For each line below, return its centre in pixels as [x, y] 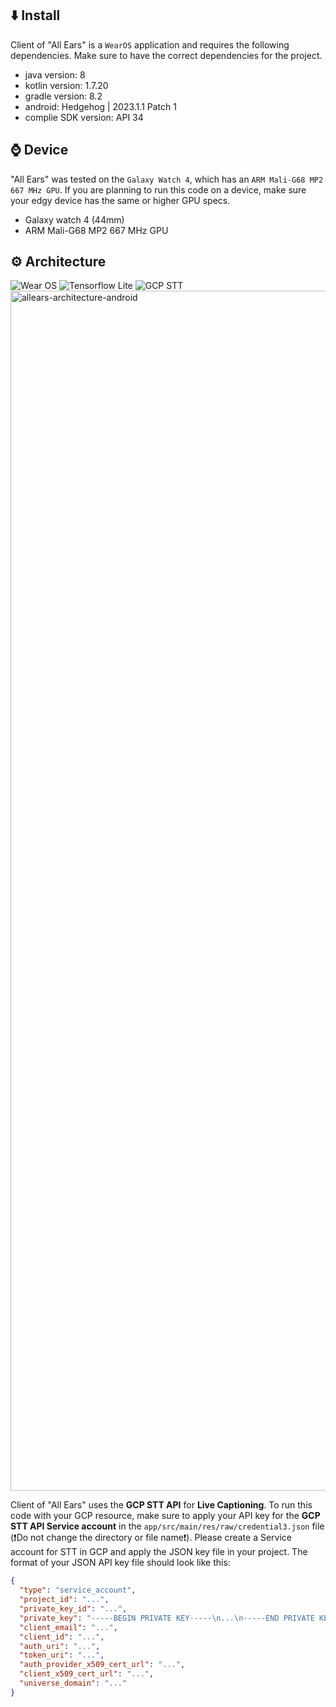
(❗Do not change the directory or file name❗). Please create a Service [151, 1538]
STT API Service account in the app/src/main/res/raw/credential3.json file [167, 1526]
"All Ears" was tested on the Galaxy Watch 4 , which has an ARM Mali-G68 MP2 [167, 179]
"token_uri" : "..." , [62, 1655]
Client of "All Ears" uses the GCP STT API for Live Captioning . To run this [161, 1505]
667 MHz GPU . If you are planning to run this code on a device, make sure [158, 189]
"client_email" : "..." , [68, 1627]
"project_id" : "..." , [64, 1600]
